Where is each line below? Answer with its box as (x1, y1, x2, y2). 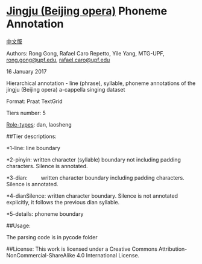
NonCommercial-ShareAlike (6, 251, 75, 259)
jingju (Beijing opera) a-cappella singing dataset (6, 86, 125, 93)
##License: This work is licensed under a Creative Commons (6, 245, 158, 253)
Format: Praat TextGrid (6, 98, 63, 105)
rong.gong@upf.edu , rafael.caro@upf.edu (6, 56, 110, 63)
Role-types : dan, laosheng (6, 121, 72, 128)
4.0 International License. (76, 251, 140, 259)
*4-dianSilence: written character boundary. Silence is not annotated (6, 192, 178, 200)
